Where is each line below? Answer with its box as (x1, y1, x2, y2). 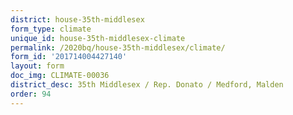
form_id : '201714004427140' (10, 52, 128, 62)
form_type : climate (10, 24, 92, 34)
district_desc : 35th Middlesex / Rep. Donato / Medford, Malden (10, 80, 284, 90)
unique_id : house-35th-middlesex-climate (10, 33, 186, 43)
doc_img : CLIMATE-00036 (10, 71, 110, 81)
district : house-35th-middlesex (10, 14, 145, 25)
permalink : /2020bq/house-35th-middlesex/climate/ (10, 42, 226, 53)
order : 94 (10, 89, 52, 99)
